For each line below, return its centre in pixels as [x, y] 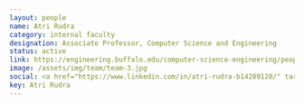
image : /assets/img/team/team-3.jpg [78, 69]
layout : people [38, 18]
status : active [38, 52]
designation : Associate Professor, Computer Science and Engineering [143, 43]
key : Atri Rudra [40, 85]
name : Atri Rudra [42, 26]
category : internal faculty [62, 34]
